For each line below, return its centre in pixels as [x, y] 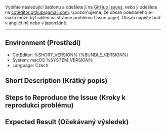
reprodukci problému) [40, 105]
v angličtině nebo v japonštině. [36, 23]
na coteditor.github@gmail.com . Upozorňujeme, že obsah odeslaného [76, 12]
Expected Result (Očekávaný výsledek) [67, 122]
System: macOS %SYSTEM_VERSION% [52, 60]
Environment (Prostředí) [43, 43]
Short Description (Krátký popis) [56, 81]
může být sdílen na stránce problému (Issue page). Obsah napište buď [89, 17]
